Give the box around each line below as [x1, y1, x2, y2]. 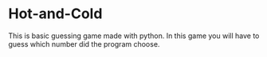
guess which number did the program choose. [8, 39, 160, 48]
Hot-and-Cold [8, 5, 103, 23]
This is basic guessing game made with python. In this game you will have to [8, 31, 260, 40]
